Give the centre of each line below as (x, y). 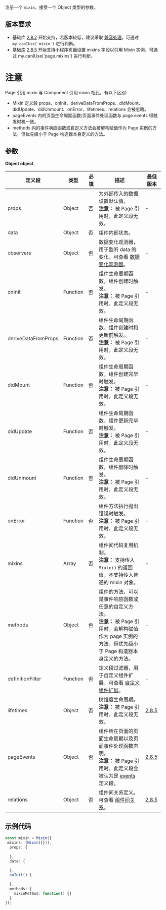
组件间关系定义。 (119, 792)
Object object (19, 163)
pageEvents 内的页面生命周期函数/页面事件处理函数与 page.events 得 (83, 115)
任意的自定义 (114, 607)
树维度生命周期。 (119, 699)
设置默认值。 (114, 201)
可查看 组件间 (114, 800)
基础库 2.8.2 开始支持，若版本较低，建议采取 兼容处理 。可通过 (76, 37)
